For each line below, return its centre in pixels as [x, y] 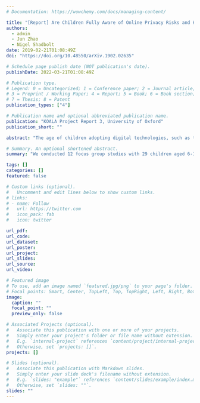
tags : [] [17, 165]
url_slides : [21, 259]
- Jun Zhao [25, 39]
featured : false [26, 176]
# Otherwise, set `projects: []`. [51, 347]
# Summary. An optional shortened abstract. [62, 149]
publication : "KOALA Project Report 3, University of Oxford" [85, 121]
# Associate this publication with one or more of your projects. [93, 330]
